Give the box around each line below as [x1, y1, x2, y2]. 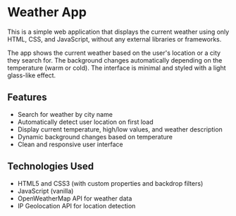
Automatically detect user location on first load [17, 117, 154, 126]
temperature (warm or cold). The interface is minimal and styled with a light [7, 63, 227, 72]
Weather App [7, 4, 87, 20]
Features [7, 91, 47, 103]
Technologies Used [7, 160, 94, 172]
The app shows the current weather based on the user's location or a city [7, 49, 221, 57]
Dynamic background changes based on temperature [17, 132, 173, 141]
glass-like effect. [7, 71, 56, 80]
